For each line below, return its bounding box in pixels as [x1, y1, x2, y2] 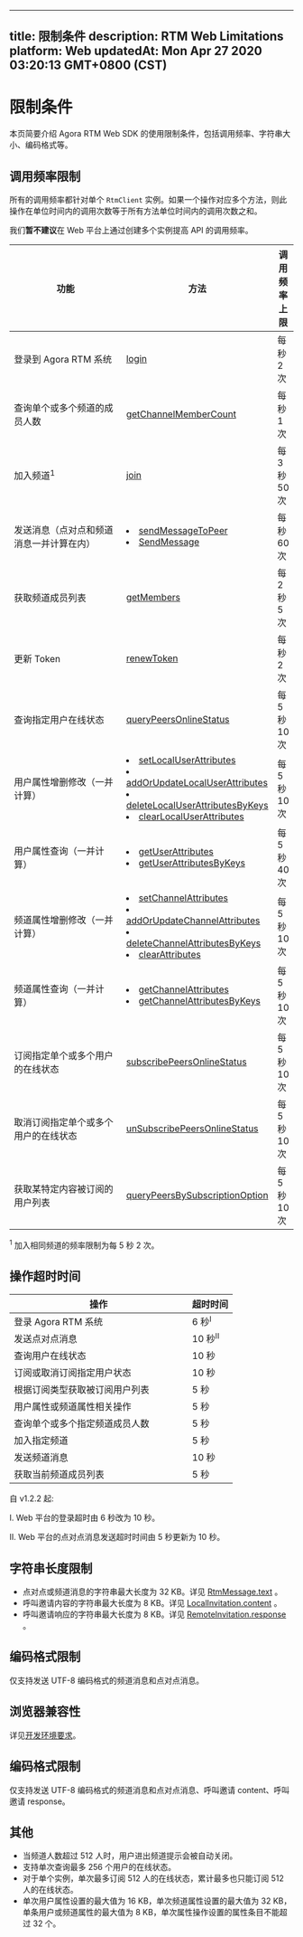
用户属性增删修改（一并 [14, 776, 115, 789]
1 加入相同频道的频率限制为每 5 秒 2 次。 [9, 1238, 160, 1251]
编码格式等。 [24, 139, 73, 150]
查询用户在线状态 [14, 1349, 87, 1362]
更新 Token [14, 653, 61, 666]
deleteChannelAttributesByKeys [125, 937, 262, 950]
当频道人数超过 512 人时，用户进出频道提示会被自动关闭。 [22, 1850, 238, 1861]
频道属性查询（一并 [14, 983, 96, 996]
